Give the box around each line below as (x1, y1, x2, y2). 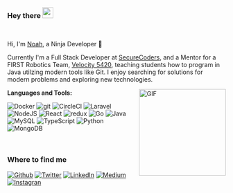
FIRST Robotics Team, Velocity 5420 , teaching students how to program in (7, 61, 221, 69)
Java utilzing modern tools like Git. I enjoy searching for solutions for (7, 68, 203, 76)
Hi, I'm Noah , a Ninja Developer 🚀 (7, 40, 103, 48)
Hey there (7, 10, 42, 20)
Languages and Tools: (7, 89, 73, 97)
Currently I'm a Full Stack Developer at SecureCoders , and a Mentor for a (7, 53, 216, 62)
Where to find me (7, 155, 67, 165)
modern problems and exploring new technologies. (7, 75, 153, 84)
